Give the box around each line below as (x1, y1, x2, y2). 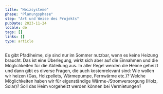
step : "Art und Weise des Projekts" (5, 16, 79, 21)
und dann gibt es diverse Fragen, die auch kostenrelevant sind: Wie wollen (5, 68, 155, 74)
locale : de (5, 25, 27, 30)
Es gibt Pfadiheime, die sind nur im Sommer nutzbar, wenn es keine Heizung (5, 52, 158, 58)
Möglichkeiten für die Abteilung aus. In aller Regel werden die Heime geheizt (5, 62, 158, 68)
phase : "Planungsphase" (5, 12, 54, 17)
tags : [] (5, 30, 23, 35)
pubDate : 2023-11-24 (5, 20, 47, 26)
